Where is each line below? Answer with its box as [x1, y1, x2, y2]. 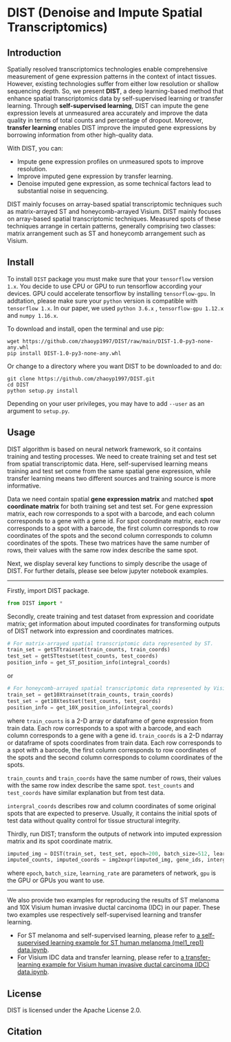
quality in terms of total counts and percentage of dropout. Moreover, [7, 116, 204, 124]
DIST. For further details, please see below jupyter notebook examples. [7, 566, 208, 575]
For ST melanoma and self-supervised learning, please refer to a [16, 931, 201, 940]
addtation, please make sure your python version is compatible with [7, 296, 198, 305]
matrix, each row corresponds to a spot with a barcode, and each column [7, 509, 215, 517]
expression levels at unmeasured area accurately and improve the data [7, 109, 208, 117]
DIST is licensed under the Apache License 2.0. [7, 1006, 142, 1014]
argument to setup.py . [7, 406, 70, 415]
